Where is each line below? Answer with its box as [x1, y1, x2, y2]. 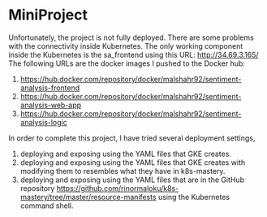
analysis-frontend [19, 83, 80, 93]
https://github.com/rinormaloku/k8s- [56, 183, 179, 193]
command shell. [19, 201, 75, 210]
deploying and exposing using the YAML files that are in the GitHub [19, 175, 245, 184]
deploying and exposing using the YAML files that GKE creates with [19, 157, 246, 167]
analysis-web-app [19, 100, 82, 110]
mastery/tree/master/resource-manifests [19, 192, 157, 202]
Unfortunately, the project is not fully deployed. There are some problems [8, 33, 254, 42]
